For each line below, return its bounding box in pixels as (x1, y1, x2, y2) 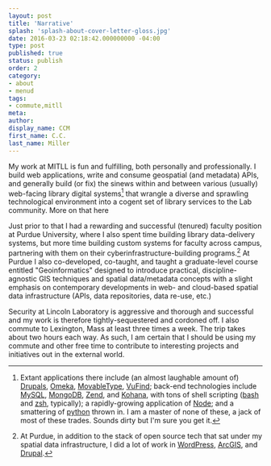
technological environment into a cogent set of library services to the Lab (8, 197, 252, 206)
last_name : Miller (8, 139, 70, 148)
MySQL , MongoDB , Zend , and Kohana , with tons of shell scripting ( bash (19, 389, 260, 399)
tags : (8, 94, 27, 102)
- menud (8, 86, 35, 95)
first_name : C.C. (8, 131, 67, 139)
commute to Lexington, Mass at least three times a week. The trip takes (8, 323, 246, 333)
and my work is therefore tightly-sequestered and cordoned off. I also (8, 315, 240, 325)
